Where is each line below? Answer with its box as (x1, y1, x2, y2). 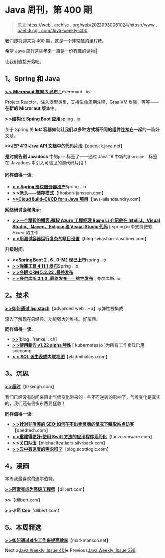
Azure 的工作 (12, 230, 39, 235)
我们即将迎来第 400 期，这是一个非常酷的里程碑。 (5, 38, 107, 44)
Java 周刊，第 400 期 (5, 4, 92, 16)
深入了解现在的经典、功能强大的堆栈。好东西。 (5, 316, 100, 322)
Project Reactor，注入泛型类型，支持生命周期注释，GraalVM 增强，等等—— (5, 99, 159, 105)
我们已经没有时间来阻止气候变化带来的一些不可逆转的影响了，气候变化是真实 (5, 394, 161, 400)
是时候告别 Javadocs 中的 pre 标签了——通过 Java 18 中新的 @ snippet (5, 153, 147, 159)
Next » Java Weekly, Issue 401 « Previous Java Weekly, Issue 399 (5, 547, 136, 553)
